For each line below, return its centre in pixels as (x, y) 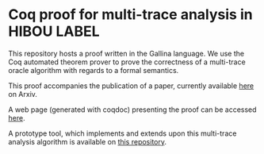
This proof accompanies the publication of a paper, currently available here (131, 86)
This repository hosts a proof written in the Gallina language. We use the (126, 53)
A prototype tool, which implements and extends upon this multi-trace (122, 133)
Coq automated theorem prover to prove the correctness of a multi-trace (127, 62)
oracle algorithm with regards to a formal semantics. (94, 70)
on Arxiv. (23, 94)
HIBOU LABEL (54, 31)
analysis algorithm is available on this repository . (88, 141)
